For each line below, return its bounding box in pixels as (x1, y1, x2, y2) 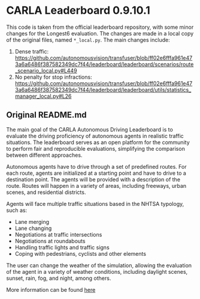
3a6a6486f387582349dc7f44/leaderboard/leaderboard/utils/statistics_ (14, 86, 192, 93)
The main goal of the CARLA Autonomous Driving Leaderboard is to (6, 125, 174, 133)
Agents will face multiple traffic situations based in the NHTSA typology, (6, 200, 184, 207)
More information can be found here (6, 286, 96, 293)
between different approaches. (6, 151, 83, 159)
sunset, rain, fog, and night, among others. (6, 274, 111, 282)
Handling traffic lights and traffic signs (14, 244, 110, 251)
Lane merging (14, 218, 50, 225)
